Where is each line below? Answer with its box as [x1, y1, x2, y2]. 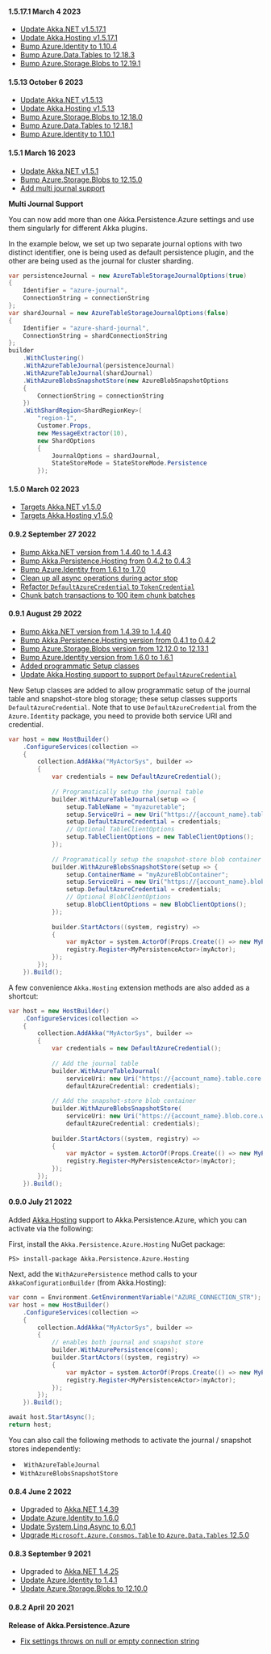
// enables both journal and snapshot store [51, 1338, 204, 1347]
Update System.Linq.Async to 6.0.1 [19, 1521, 135, 1531]
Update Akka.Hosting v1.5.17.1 [19, 33, 119, 43]
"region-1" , [37, 415, 78, 423]
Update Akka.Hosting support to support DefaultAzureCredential [19, 669, 237, 679]
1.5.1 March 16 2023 [8, 148, 77, 158]
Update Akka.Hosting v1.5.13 [19, 103, 115, 113]
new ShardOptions [37, 436, 95, 444]
